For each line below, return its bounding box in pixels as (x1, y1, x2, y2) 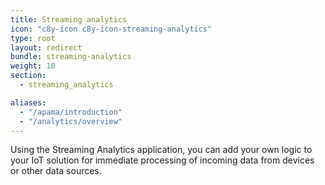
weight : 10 (10, 61, 56, 71)
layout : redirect (10, 42, 83, 53)
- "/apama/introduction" (19, 107, 123, 117)
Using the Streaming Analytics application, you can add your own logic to (10, 144, 313, 156)
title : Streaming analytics (10, 14, 128, 25)
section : (10, 71, 47, 81)
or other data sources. (10, 165, 102, 177)
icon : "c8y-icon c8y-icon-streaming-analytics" (10, 24, 213, 34)
